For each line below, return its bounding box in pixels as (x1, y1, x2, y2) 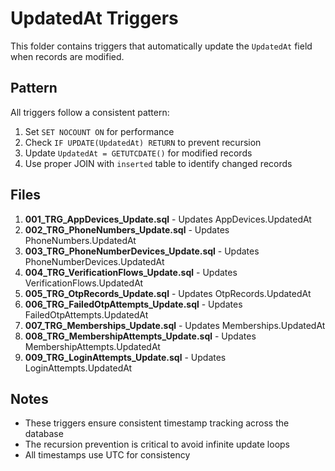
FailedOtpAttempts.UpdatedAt (24, 308, 149, 321)
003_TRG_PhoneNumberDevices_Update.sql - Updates (24, 245, 260, 257)
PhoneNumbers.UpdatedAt (24, 234, 137, 246)
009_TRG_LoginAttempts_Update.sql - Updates (24, 351, 227, 363)
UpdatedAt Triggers (10, 7, 179, 30)
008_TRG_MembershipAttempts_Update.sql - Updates (24, 330, 257, 342)
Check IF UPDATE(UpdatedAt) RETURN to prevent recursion (24, 136, 262, 148)
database (24, 428, 64, 440)
